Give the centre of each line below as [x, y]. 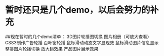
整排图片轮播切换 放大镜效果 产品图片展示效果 [52, 49]
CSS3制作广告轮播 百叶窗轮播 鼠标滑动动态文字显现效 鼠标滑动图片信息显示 [82, 42]
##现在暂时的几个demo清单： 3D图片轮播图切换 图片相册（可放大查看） [78, 37]
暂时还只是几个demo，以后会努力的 [78, 10]
